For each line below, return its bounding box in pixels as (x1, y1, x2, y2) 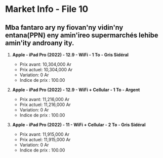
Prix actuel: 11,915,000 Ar (19, 137, 71, 142)
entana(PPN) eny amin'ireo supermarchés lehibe (5, 31, 159, 39)
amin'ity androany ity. (5, 39, 75, 47)
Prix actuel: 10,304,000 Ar (19, 67, 73, 72)
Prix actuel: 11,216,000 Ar (19, 102, 71, 107)
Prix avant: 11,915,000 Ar (19, 131, 70, 137)
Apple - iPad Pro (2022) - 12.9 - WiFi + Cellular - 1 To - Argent (12, 87, 140, 93)
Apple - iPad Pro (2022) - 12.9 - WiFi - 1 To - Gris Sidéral (12, 52, 129, 57)
